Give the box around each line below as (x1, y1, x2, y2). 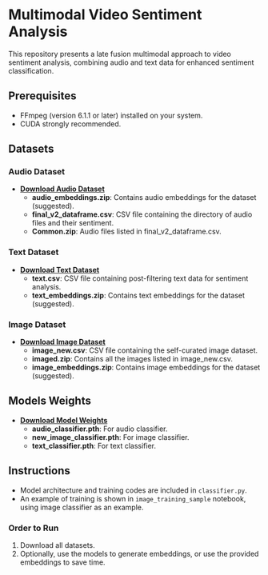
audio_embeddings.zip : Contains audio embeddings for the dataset (31, 193, 257, 202)
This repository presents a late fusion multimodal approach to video (8, 49, 232, 58)
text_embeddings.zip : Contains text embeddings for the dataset (31, 290, 246, 300)
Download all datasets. (19, 540, 96, 549)
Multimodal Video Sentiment (8, 6, 202, 24)
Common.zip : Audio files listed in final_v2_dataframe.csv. (31, 226, 222, 237)
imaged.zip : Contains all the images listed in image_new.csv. (31, 354, 234, 364)
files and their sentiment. (31, 218, 114, 228)
